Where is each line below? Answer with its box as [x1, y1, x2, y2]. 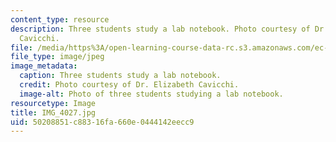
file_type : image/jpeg [10, 52, 105, 62]
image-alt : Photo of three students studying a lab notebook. [19, 89, 284, 99]
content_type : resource [10, 14, 110, 25]
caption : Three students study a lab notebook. [19, 71, 222, 81]
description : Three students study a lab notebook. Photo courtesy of [10, 24, 311, 34]
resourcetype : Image [10, 98, 97, 108]
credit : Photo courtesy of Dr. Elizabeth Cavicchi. [19, 80, 240, 90]
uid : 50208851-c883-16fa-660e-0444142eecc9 [10, 117, 195, 127]
